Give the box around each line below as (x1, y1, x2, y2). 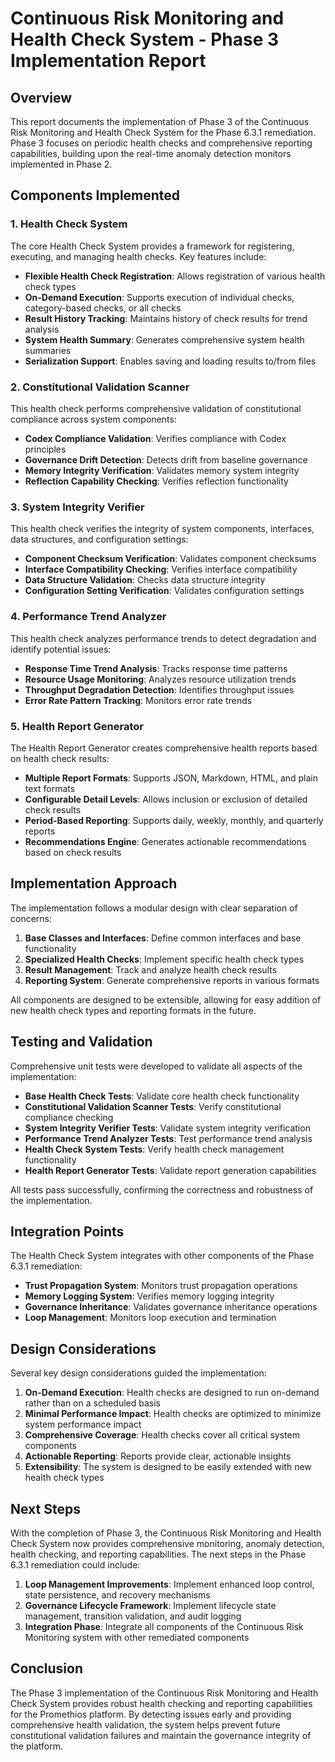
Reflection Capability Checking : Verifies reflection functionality (24, 475, 289, 487)
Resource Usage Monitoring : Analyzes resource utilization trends (24, 673, 297, 685)
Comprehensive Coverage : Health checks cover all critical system (24, 1429, 300, 1441)
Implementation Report (10, 50, 207, 72)
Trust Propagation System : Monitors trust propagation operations (24, 1280, 298, 1292)
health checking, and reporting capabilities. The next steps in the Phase (10, 1548, 307, 1560)
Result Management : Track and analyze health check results (24, 963, 278, 976)
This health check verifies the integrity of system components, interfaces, (10, 523, 315, 535)
